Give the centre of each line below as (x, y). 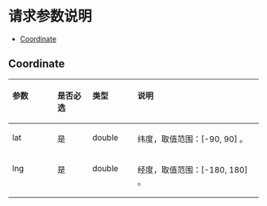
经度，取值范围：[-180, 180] (192, 169)
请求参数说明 (50, 16)
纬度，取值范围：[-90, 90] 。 (192, 138)
